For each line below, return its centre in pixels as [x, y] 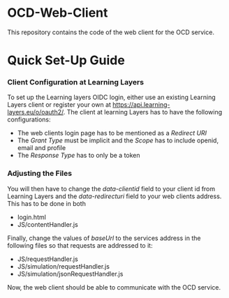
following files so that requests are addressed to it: [80, 245]
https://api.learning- [141, 105]
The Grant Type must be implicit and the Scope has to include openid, [118, 140]
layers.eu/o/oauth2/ [36, 112]
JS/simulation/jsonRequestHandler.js [70, 274]
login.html [32, 217]
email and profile [42, 148]
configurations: [29, 119]
